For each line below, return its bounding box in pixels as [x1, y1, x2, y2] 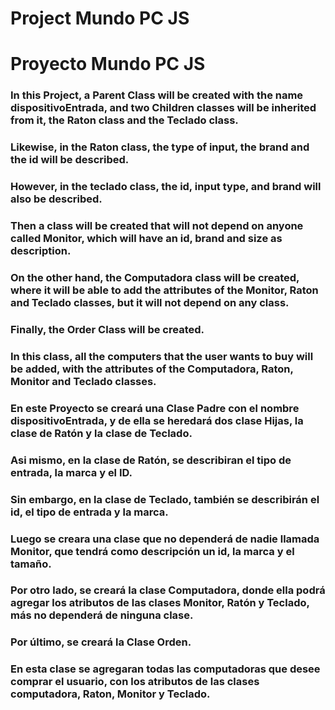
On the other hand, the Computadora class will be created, [10, 270, 300, 284]
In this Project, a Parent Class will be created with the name [10, 88, 304, 102]
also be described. [10, 192, 103, 206]
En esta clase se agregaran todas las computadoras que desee [10, 662, 321, 676]
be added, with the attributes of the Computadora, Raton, [10, 362, 294, 376]
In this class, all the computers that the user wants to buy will [10, 349, 314, 363]
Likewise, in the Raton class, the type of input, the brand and [10, 140, 310, 154]
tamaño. [10, 557, 52, 571]
